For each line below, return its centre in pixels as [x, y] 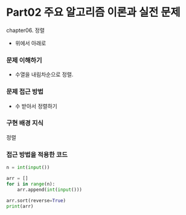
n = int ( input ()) [28, 168]
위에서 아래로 [30, 43]
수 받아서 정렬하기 [36, 106]
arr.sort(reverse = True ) [36, 201]
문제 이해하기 [24, 60]
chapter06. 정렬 [26, 30]
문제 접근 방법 [25, 92]
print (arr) [20, 206]
